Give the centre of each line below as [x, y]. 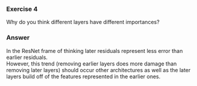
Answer [18, 38]
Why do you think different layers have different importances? [83, 22]
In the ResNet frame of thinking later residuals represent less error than [95, 51]
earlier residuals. [27, 57]
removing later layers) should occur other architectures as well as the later [98, 70]
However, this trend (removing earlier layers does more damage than [92, 63]
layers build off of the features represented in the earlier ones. [83, 76]
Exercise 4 [22, 9]
